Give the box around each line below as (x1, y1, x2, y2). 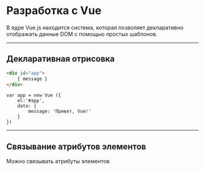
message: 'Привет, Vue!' (28, 108, 92, 115)
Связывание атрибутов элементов (6, 141, 146, 151)
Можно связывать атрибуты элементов (6, 158, 110, 165)
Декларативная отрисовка (6, 54, 115, 64)
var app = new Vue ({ (6, 92, 62, 98)
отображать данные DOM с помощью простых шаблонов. (6, 30, 157, 37)
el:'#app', (17, 98, 45, 104)
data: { (17, 103, 37, 109)
